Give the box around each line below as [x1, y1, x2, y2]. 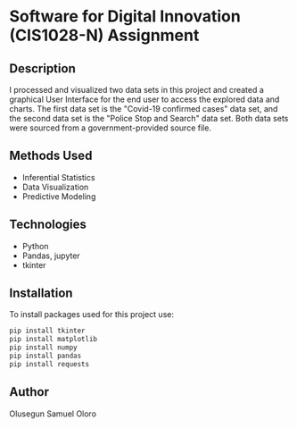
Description [9, 61, 76, 76]
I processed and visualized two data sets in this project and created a [9, 85, 265, 95]
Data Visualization [21, 181, 89, 192]
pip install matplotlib [9, 335, 98, 344]
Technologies [9, 217, 87, 232]
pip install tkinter [9, 326, 87, 336]
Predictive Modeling [21, 190, 96, 202]
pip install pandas [9, 351, 82, 361]
